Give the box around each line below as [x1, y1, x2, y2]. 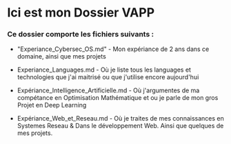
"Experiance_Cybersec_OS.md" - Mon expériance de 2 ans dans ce [17, 45, 210, 53]
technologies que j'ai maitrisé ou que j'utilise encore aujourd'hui [17, 73, 199, 81]
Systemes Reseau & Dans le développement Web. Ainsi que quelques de [17, 122, 224, 130]
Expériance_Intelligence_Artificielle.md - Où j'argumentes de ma [17, 86, 200, 94]
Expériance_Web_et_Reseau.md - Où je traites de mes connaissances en [17, 114, 224, 123]
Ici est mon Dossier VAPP [7, 5, 155, 21]
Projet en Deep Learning [17, 101, 87, 110]
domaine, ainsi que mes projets [17, 52, 107, 61]
